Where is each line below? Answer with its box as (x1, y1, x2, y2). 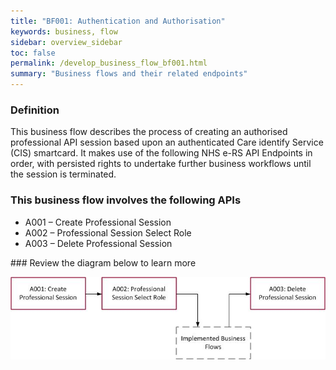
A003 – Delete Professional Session (24, 237, 173, 249)
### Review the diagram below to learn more (10, 256, 197, 269)
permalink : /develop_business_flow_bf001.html (10, 58, 208, 69)
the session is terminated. (10, 168, 117, 180)
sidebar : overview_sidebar (10, 37, 123, 47)
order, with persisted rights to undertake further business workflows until (10, 158, 312, 170)
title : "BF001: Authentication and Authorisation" (10, 16, 226, 26)
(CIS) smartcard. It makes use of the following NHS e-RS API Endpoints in (10, 147, 313, 159)
